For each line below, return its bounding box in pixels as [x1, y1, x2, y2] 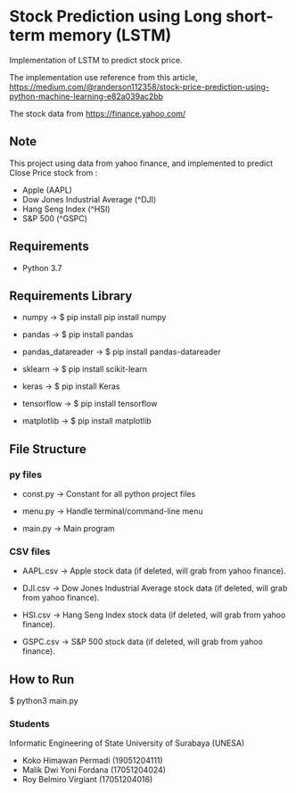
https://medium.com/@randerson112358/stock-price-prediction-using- [9, 81, 270, 92]
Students [9, 718, 51, 731]
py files [9, 468, 43, 481]
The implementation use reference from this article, [9, 71, 198, 82]
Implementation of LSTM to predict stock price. [9, 54, 183, 65]
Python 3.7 [21, 262, 62, 273]
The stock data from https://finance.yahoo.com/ [9, 108, 186, 119]
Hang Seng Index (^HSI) [21, 203, 111, 214]
